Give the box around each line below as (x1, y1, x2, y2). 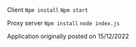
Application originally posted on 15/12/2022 (7, 32, 129, 40)
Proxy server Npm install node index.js (7, 19, 120, 27)
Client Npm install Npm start (7, 6, 89, 14)
